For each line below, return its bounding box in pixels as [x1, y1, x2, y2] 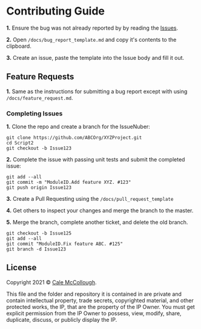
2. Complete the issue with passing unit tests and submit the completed [6, 156, 185, 163]
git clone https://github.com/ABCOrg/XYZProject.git [6, 135, 142, 141]
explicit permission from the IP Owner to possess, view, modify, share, [6, 310, 182, 317]
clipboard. [6, 42, 31, 50]
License [6, 262, 37, 273]
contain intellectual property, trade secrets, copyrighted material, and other [6, 296, 194, 304]
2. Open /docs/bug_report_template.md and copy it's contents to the [6, 36, 177, 43]
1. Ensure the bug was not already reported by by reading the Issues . [6, 24, 179, 31]
